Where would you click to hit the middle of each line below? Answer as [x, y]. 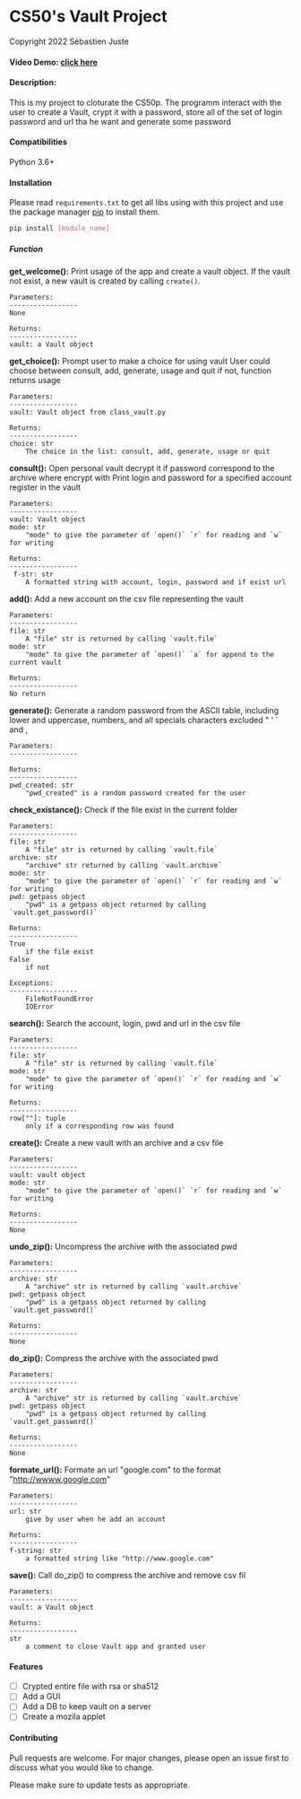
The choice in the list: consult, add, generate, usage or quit [148, 451]
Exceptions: [31, 983]
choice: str [31, 443]
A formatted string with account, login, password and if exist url [156, 582]
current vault [36, 662]
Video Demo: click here [54, 62]
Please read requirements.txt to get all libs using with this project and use [146, 203]
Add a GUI [41, 1697]
